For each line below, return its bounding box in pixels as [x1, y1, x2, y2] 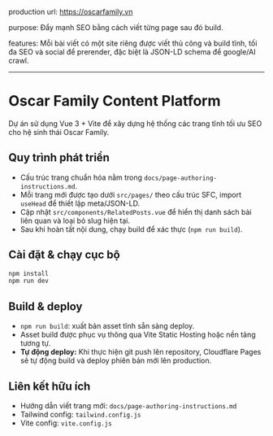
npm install [8, 269, 49, 277]
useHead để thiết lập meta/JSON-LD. [19, 198, 141, 208]
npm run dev [8, 277, 49, 286]
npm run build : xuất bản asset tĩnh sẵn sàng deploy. [19, 321, 195, 331]
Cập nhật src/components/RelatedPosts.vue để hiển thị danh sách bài [19, 207, 252, 216]
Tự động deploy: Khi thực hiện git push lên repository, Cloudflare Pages [19, 347, 262, 357]
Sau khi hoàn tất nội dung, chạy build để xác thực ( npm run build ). [19, 224, 243, 234]
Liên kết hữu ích [8, 379, 91, 393]
